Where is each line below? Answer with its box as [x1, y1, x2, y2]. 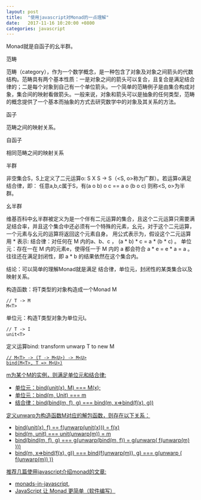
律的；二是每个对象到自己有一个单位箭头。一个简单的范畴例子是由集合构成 [6, 83, 190, 91]
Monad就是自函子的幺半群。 [6, 43, 76, 50]
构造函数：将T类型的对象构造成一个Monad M [6, 286, 117, 293]
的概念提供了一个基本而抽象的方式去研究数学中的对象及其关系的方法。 [6, 98, 179, 106]
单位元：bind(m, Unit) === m [14, 391, 87, 399]
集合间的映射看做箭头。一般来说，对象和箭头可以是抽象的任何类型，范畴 [16, 91, 195, 98]
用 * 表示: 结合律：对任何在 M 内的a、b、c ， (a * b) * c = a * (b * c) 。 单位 [6, 238, 192, 245]
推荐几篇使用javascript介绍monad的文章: [6, 468, 106, 475]
